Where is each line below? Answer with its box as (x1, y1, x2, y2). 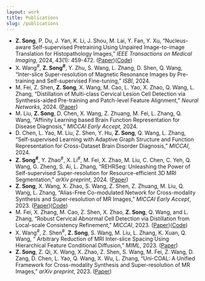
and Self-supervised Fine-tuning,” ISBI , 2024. (35, 77, 151, 84)
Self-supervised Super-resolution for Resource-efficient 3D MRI (15, 169, 177, 176)
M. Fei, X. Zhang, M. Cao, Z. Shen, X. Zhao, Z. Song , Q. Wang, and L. (15, 208, 188, 215)
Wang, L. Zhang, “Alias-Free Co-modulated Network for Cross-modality (15, 189, 196, 196)
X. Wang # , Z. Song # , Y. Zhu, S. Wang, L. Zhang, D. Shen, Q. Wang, (15, 63, 182, 72)
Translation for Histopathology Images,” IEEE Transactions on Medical (15, 50, 192, 58)
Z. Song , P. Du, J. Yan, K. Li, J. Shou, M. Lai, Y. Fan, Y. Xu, (15, 37, 162, 45)
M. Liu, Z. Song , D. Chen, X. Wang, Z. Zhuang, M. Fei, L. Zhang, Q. (15, 110, 182, 117)
